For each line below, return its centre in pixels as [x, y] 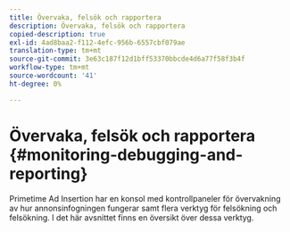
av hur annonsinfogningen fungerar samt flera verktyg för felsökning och [143, 208]
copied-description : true [57, 34]
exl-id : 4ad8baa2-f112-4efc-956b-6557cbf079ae [97, 42]
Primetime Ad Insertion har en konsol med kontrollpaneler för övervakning [145, 198]
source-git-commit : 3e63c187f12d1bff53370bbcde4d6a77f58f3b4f [127, 59]
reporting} [49, 174]
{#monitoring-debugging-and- [126, 155]
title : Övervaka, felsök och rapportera [86, 17]
